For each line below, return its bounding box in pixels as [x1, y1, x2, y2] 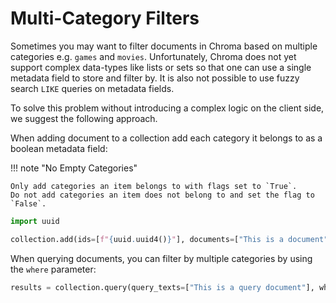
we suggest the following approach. [10, 112, 158, 124]
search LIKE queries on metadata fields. [10, 82, 175, 94]
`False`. [10, 198, 47, 209]
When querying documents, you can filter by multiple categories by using [10, 252, 313, 264]
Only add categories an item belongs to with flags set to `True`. [10, 181, 298, 191]
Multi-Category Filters [10, 7, 200, 30]
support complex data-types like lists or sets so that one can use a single [10, 61, 312, 73]
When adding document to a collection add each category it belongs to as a [10, 132, 323, 144]
